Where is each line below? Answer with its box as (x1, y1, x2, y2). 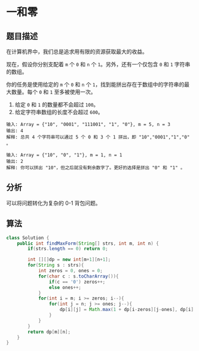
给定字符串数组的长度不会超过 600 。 (14, 109, 103, 115)
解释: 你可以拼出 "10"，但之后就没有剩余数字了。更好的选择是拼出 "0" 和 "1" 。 (6, 165, 185, 171)
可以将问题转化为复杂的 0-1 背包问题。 (6, 199, 101, 207)
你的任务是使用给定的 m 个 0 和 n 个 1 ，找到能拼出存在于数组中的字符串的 (6, 81, 185, 88)
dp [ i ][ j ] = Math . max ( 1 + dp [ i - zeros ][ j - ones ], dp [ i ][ (59, 307, 197, 313)
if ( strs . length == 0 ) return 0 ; (27, 246, 109, 252)
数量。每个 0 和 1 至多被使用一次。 (11, 88, 97, 96)
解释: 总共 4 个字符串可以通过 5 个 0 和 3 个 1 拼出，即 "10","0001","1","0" (6, 134, 190, 140)
